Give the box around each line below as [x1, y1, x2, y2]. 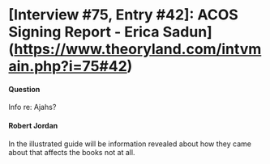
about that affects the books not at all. [8, 147, 135, 157]
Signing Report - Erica [8, 23, 160, 41]
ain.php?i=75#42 [8, 57, 127, 76]
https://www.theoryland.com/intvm [14, 40, 262, 58]
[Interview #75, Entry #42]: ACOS [8, 6, 239, 24]
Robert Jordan [8, 120, 58, 130]
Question [8, 84, 41, 94]
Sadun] [162, 23, 212, 41]
